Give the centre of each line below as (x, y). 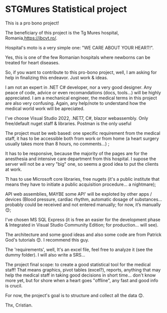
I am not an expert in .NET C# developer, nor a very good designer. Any (79, 87)
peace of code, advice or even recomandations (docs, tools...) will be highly (83, 92)
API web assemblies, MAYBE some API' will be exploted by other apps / (79, 194)
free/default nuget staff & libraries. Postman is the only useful (68, 123)
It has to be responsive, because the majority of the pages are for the (77, 153)
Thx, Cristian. (19, 305)
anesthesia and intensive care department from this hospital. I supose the (81, 159)
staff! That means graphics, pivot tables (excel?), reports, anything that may (83, 270)
